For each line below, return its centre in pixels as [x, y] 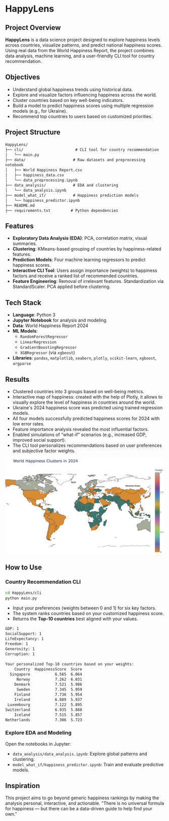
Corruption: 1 [20, 654]
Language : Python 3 [34, 315]
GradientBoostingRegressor [48, 348]
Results [17, 379]
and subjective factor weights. [44, 451]
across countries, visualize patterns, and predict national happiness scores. [84, 45]
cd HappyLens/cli [23, 593]
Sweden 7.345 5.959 [49, 690]
